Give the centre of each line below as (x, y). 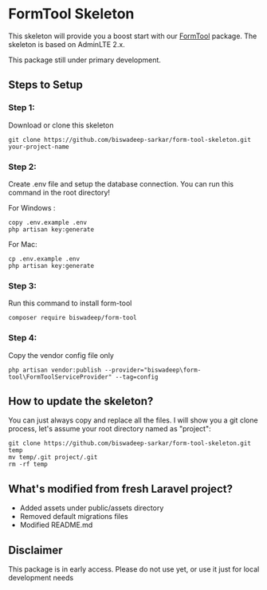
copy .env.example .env (48, 222)
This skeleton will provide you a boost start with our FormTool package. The (133, 36)
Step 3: (23, 285)
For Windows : (32, 207)
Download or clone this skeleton (61, 125)
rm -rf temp (28, 464)
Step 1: (22, 108)
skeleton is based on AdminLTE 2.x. (67, 44)
